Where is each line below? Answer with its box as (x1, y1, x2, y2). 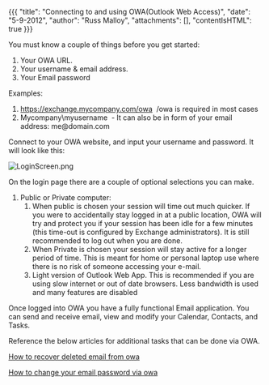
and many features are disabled (32, 288, 138, 297)
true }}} (8, 24, 34, 33)
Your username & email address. (19, 64, 128, 74)
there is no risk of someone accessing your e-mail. (32, 262, 202, 271)
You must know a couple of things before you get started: (8, 40, 200, 49)
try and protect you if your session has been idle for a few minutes (32, 219, 254, 228)
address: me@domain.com (19, 122, 111, 130)
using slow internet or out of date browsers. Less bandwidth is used (32, 279, 258, 289)
